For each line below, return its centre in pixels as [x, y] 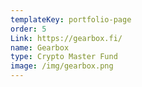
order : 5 [28, 29]
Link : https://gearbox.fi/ [66, 38]
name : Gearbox [40, 47]
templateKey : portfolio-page [71, 19]
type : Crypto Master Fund [64, 57]
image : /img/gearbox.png [62, 66]
